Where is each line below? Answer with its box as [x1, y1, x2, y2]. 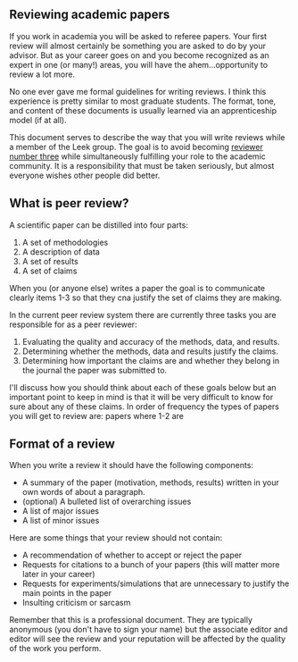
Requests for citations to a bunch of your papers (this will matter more [21, 559, 280, 570]
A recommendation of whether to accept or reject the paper [21, 549, 243, 561]
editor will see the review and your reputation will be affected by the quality [9, 633, 286, 644]
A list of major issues [21, 506, 100, 516]
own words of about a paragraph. [21, 487, 145, 498]
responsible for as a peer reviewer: [9, 319, 137, 330]
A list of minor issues [21, 515, 100, 526]
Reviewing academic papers [9, 7, 170, 22]
